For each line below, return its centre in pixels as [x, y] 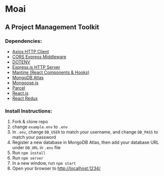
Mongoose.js [25, 83]
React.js [20, 93]
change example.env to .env [40, 127]
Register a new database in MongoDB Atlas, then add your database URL [85, 142]
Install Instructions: [29, 111]
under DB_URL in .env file [36, 148]
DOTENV [21, 62]
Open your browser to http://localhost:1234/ [56, 168]
